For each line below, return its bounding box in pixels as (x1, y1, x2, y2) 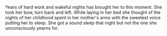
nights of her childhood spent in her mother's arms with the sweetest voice (5, 15, 161, 20)
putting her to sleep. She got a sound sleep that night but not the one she (5, 20, 157, 26)
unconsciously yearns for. (5, 25, 59, 31)
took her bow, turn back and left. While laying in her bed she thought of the (5, 9, 161, 15)
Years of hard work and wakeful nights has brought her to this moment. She (5, 4, 162, 10)
